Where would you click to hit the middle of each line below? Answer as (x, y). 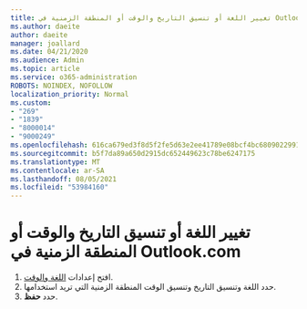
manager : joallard (45, 43)
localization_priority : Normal (70, 94)
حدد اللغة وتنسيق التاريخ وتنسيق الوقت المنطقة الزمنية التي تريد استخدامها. (150, 287)
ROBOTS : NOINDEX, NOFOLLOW (61, 86)
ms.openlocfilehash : (50, 145)
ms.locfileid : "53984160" (59, 188)
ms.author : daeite (45, 26)
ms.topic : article (45, 69)
